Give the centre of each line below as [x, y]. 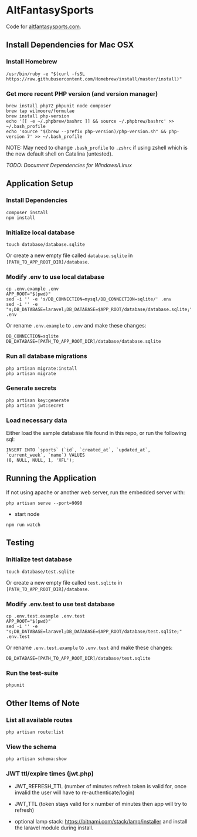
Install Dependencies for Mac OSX [70, 45]
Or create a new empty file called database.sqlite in [69, 255]
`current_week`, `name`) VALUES [45, 455]
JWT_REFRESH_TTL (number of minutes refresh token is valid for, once [101, 787]
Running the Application [51, 478]
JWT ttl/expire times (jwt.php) [50, 774]
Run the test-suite [32, 673]
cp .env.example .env [33, 289]
